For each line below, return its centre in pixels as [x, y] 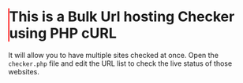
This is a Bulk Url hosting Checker [122, 17]
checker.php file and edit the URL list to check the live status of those [120, 63]
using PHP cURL [63, 33]
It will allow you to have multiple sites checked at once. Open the [114, 55]
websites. [24, 71]
